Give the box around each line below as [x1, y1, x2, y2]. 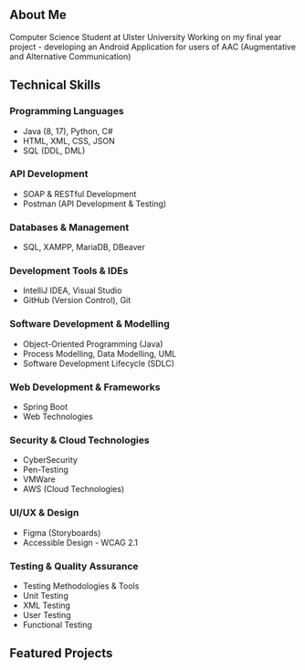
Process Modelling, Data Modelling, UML [22, 348, 176, 359]
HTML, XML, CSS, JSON [22, 135, 116, 146]
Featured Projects [9, 645, 113, 661]
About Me [9, 7, 67, 23]
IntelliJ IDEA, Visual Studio [22, 285, 122, 296]
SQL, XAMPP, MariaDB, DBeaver [22, 242, 146, 253]
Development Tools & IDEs [9, 265, 129, 277]
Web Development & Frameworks [9, 381, 161, 393]
